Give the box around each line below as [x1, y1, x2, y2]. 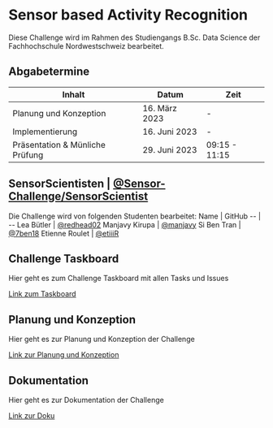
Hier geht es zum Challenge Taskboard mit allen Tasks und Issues [8, 274, 229, 283]
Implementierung [12, 126, 78, 137]
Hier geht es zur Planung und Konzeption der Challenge [8, 335, 195, 344]
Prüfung [12, 149, 44, 160]
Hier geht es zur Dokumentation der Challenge [8, 396, 164, 404]
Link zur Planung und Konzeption [8, 350, 119, 360]
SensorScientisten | [8, 177, 111, 191]
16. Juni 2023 [141, 126, 197, 137]
